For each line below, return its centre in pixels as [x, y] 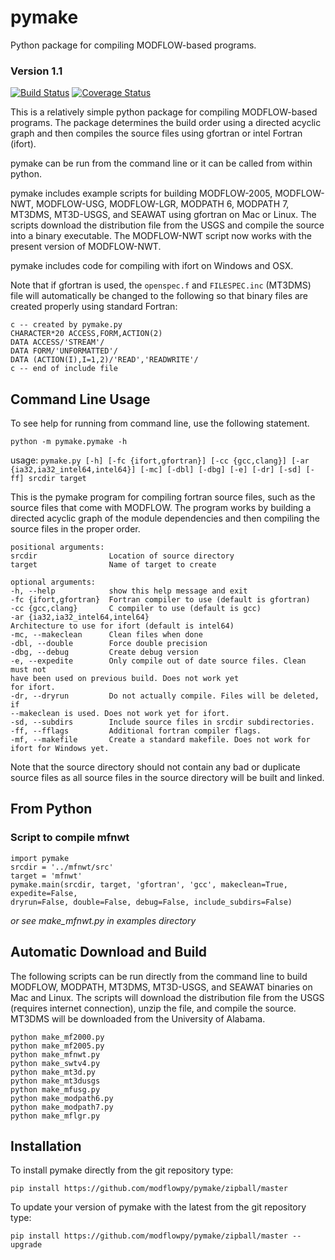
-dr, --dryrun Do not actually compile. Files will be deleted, [165, 696]
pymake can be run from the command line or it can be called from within [161, 163]
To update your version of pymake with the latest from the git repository [158, 1207]
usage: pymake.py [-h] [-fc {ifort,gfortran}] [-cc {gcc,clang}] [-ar [160, 460]
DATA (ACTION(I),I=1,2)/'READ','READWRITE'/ [104, 360]
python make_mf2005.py [57, 1046]
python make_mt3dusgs [55, 1081]
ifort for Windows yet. [60, 749]
